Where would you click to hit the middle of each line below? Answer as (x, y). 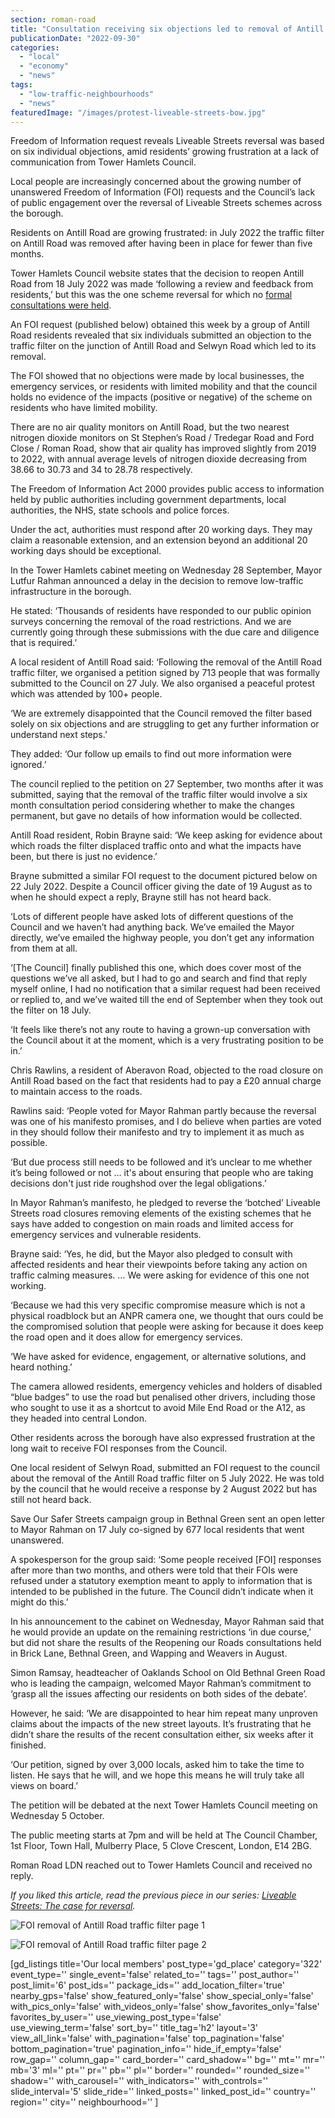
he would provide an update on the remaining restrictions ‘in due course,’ (161, 1632)
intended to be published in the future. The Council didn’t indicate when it (162, 1592)
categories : (35, 47)
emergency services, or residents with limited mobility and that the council (164, 387)
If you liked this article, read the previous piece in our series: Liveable (153, 1895)
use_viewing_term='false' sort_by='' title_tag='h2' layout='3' (134, 2028)
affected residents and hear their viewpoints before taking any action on (159, 1265)
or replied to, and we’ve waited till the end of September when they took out (167, 1000)
